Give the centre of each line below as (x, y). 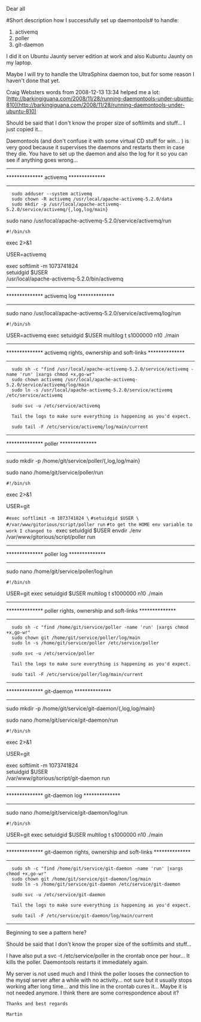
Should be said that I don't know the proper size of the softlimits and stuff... (99, 944)
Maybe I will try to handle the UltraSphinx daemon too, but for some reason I (100, 74)
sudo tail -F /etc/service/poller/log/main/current (77, 674)
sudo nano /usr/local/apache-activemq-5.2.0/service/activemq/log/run (94, 313)
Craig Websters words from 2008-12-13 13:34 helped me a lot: (83, 92)
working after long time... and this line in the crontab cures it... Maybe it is (97, 986)
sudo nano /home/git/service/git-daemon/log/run (67, 813)
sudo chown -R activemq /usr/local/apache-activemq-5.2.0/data (92, 199)
